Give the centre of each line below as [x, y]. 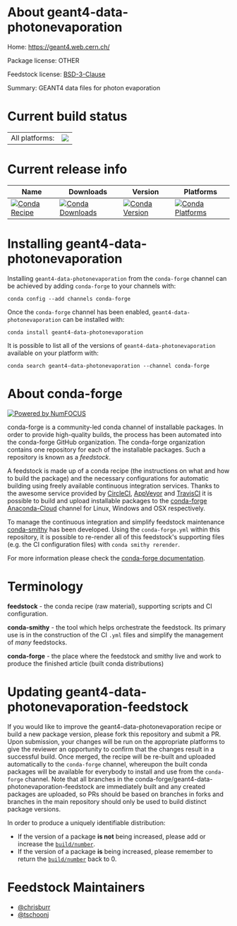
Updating [35, 692]
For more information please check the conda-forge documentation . [107, 558]
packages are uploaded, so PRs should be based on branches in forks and [115, 794]
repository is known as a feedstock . [59, 457]
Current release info [67, 169]
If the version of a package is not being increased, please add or [111, 836]
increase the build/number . [56, 843]
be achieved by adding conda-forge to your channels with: [92, 286]
